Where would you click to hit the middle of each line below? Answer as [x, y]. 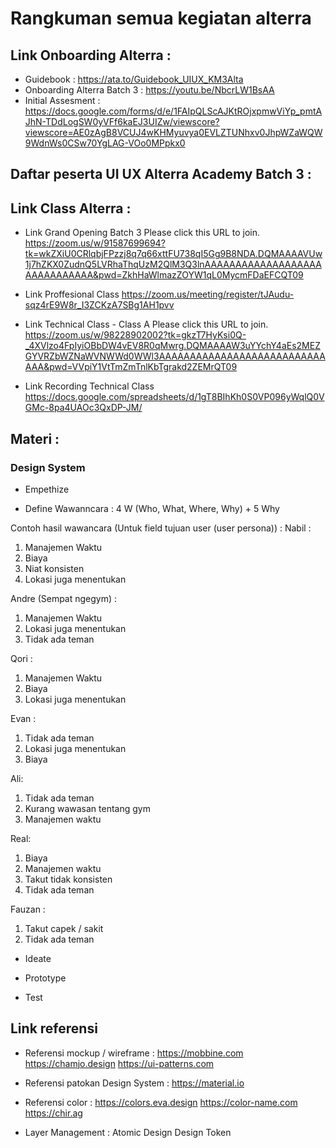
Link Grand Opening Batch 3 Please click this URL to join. [142, 233]
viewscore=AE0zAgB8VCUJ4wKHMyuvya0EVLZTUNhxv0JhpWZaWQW [173, 132]
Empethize [47, 489]
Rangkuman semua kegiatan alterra [161, 18]
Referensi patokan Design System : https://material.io [134, 1083]
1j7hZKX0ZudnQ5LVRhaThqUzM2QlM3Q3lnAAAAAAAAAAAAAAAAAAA [173, 264]
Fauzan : [28, 909]
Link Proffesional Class [72, 294]
